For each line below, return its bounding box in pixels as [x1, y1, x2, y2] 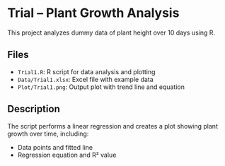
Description [7, 103, 60, 115]
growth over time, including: [7, 129, 89, 138]
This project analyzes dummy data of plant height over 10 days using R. [7, 28, 216, 37]
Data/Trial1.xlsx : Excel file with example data [17, 75, 154, 83]
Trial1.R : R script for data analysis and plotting [17, 67, 156, 76]
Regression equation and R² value [17, 150, 117, 159]
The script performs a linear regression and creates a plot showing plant [7, 121, 218, 130]
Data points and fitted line [17, 143, 93, 151]
